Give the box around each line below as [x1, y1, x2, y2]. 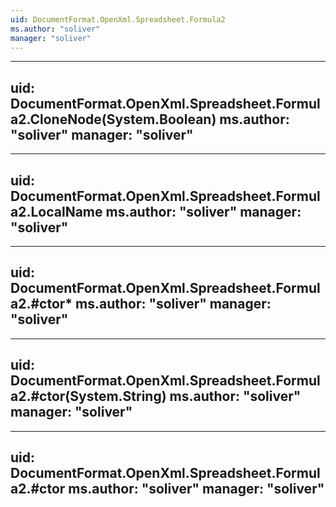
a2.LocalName [10, 203, 103, 220]
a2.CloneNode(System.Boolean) [10, 111, 217, 128]
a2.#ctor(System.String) [10, 388, 167, 405]
